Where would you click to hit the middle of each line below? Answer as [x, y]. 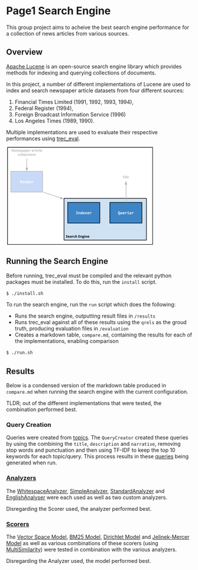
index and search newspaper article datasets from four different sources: [95, 90]
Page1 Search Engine [59, 11]
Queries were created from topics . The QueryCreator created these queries [97, 438]
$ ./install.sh [25, 293]
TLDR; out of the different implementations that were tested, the [84, 403]
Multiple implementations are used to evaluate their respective [82, 132]
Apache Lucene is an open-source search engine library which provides [94, 66]
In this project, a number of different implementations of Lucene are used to [98, 84]
